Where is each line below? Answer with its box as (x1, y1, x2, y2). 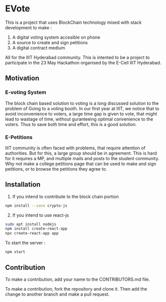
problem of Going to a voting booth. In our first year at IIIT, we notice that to (5, 105, 160, 112)
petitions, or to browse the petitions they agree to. (5, 166, 108, 172)
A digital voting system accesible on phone (12, 34, 101, 40)
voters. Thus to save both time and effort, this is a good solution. (5, 121, 137, 127)
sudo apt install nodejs (5, 222, 56, 227)
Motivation (5, 74, 40, 82)
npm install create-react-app (5, 226, 68, 231)
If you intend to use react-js (12, 212, 69, 218)
